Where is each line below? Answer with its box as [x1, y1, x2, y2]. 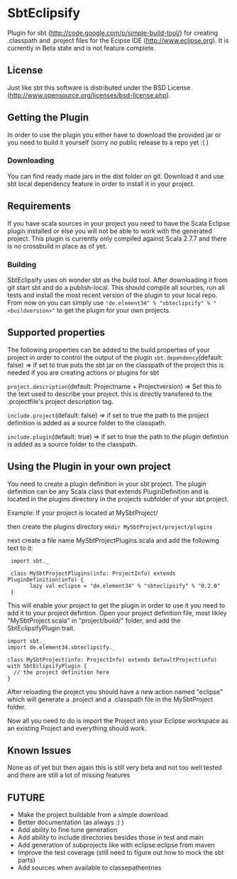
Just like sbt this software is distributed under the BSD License [7, 83, 191, 92]
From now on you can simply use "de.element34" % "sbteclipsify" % [7, 298, 211, 307]
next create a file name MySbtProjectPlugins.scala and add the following [7, 536, 220, 544]
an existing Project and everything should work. [7, 724, 147, 732]
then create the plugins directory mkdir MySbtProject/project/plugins [7, 522, 213, 531]
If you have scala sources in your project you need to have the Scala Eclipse [7, 219, 231, 227]
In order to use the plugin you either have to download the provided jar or [7, 130, 221, 139]
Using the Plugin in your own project [7, 461, 172, 473]
